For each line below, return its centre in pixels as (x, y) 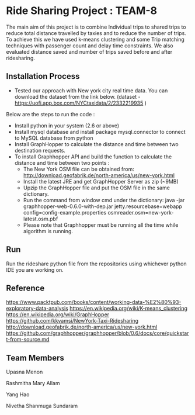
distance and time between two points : (62, 162)
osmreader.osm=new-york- (141, 212)
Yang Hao (18, 395)
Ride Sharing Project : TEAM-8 (82, 11)
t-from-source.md (28, 340)
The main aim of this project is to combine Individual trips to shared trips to (96, 27)
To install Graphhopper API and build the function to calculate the (93, 157)
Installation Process (43, 76)
